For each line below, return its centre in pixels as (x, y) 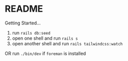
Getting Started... (23, 23)
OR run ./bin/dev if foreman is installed (45, 53)
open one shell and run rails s (45, 38)
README (24, 9)
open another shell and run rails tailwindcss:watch (67, 43)
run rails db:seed (31, 33)
